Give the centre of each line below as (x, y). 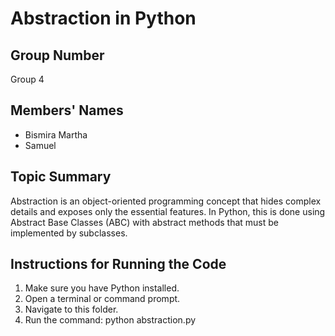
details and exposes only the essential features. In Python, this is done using (168, 211)
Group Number (57, 55)
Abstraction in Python (103, 18)
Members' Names (67, 110)
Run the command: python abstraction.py (110, 320)
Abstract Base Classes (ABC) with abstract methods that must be (144, 222)
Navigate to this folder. (71, 309)
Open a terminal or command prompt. (102, 299)
